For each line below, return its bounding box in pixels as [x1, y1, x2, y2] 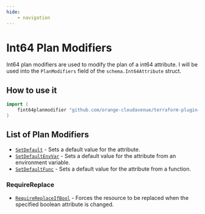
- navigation [17, 15, 51, 21]
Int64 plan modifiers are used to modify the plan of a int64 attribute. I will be [6, 61, 198, 68]
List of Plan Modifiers [6, 129, 90, 140]
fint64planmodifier [17, 107, 67, 113]
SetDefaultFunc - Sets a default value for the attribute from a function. [15, 165, 191, 173]
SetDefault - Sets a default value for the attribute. [15, 146, 140, 153]
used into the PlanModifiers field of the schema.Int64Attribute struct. [6, 68, 182, 75]
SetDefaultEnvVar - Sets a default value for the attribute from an [15, 152, 176, 159]
